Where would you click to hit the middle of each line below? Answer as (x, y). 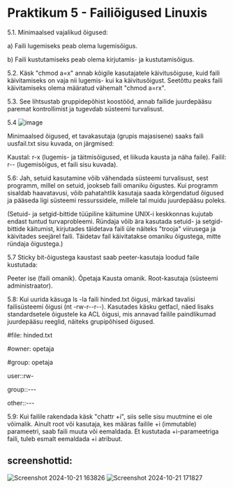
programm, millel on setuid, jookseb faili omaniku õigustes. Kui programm (113, 185)
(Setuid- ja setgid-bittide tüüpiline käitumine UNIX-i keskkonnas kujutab (110, 214)
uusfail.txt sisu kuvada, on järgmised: (61, 143)
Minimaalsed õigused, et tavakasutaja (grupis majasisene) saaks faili (105, 136)
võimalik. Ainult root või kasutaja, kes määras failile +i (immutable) (102, 424)
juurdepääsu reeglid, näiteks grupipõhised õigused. (81, 321)
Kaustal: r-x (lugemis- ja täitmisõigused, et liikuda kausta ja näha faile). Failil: (117, 157)
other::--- (21, 403)
